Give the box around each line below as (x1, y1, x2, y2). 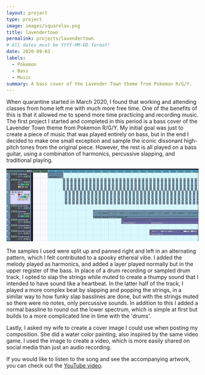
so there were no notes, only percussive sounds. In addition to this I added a (6, 299, 198, 307)
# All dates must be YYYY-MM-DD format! (6, 42, 111, 48)
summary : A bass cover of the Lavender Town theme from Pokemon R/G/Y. (6, 81, 192, 87)
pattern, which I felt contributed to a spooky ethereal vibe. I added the (6, 254, 182, 261)
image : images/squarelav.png (6, 23, 81, 29)
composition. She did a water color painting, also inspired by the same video (6, 330, 198, 338)
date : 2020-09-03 (6, 49, 51, 55)
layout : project (6, 10, 48, 16)
